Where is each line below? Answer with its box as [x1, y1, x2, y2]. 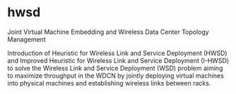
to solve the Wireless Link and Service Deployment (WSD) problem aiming [7, 64, 223, 72]
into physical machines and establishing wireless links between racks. [7, 78, 211, 87]
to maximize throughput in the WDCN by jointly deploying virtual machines [7, 71, 224, 80]
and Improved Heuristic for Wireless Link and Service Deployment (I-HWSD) [7, 56, 230, 64]
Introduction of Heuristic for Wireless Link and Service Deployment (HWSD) [7, 49, 228, 57]
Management [7, 35, 46, 43]
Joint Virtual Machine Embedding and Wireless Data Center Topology [7, 28, 210, 36]
